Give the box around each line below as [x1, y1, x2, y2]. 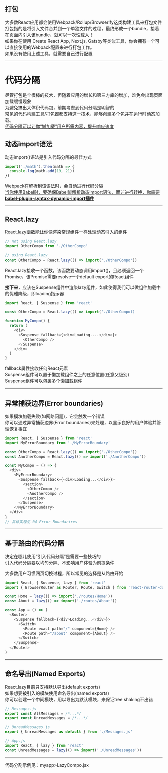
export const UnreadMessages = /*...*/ [5, 716, 88, 721]
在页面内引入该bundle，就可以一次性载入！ [5, 32, 94, 38]
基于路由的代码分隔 [5, 539, 64, 548]
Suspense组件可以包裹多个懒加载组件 [5, 378, 83, 384]
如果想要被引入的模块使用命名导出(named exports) [5, 690, 110, 696]
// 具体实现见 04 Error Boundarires [5, 519, 78, 524]
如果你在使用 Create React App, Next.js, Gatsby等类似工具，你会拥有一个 [5, 38, 156, 44]
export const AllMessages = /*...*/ [5, 711, 81, 716]
